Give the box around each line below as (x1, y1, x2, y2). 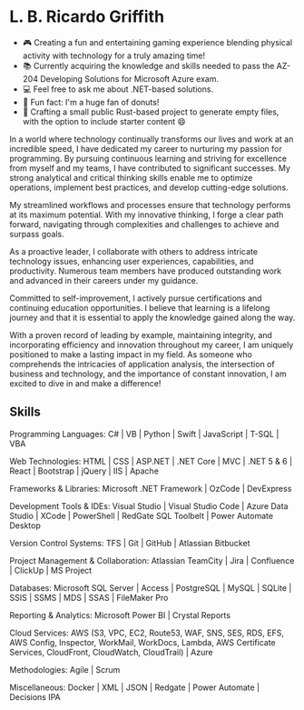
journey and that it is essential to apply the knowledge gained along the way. (9, 312, 296, 323)
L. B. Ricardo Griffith (9, 6, 165, 27)
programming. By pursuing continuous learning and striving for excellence (9, 153, 288, 164)
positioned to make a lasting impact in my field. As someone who (9, 348, 252, 360)
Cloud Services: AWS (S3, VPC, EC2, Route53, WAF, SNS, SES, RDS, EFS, (9, 627, 284, 638)
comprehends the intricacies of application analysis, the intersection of (9, 358, 275, 369)
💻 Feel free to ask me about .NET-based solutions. (22, 84, 214, 95)
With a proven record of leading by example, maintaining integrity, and (9, 329, 272, 340)
